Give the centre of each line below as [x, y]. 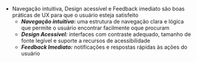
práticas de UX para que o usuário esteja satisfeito [75, 15]
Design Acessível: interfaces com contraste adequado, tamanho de [106, 34]
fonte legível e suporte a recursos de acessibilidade [85, 41]
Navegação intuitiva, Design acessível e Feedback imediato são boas [98, 9]
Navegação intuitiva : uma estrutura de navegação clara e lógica [102, 21]
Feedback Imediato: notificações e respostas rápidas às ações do [104, 47]
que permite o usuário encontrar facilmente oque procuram [95, 28]
